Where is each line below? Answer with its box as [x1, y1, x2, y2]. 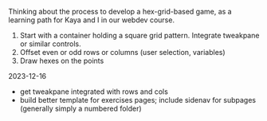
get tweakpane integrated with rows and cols [19, 87, 169, 96]
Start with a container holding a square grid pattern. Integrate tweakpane [19, 31, 260, 40]
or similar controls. [19, 39, 81, 49]
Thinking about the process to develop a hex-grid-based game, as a [8, 7, 233, 16]
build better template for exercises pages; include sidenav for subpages [19, 96, 257, 104]
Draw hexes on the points [19, 56, 104, 65]
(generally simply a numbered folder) [19, 103, 142, 113]
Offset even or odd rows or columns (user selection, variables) [19, 48, 226, 57]
